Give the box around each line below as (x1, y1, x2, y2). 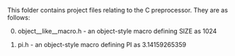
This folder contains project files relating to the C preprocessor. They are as (7, 6, 229, 14)
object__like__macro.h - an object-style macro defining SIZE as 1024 (17, 27, 217, 35)
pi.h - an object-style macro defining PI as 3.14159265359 (17, 41, 186, 48)
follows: (7, 13, 30, 22)
